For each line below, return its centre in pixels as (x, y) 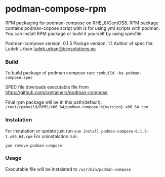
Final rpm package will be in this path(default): (54, 102)
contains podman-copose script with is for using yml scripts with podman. (83, 28)
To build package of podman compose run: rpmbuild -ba (65, 73)
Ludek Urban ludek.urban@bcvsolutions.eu (51, 49)
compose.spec (19, 78)
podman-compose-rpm (56, 9)
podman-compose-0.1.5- (125, 131)
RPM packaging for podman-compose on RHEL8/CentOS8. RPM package (82, 23)
